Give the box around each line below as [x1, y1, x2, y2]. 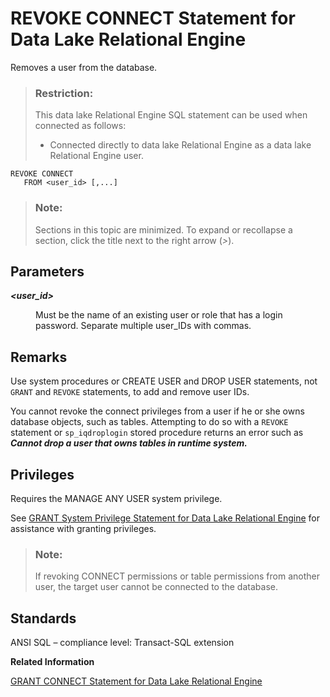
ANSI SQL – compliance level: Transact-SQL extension [10, 637, 235, 649]
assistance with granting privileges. [10, 522, 157, 534]
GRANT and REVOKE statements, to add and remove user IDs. [10, 386, 250, 398]
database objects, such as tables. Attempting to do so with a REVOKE [10, 416, 289, 428]
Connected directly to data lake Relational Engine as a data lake [49, 139, 312, 151]
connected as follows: [34, 120, 127, 132]
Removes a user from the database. [10, 61, 158, 73]
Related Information [10, 656, 95, 668]
